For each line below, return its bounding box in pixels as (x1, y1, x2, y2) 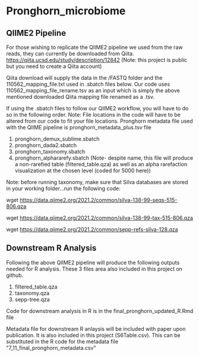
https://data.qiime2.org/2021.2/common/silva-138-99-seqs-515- (20, 197, 178, 203)
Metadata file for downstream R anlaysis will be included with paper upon (6, 325, 186, 332)
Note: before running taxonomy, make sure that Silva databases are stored (6, 179, 188, 185)
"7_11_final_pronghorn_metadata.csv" (6, 344, 96, 351)
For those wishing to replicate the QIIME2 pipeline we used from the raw (6, 44, 183, 51)
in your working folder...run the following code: (6, 185, 121, 192)
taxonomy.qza (14, 289, 50, 296)
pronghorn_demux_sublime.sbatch (14, 135, 100, 142)
